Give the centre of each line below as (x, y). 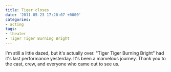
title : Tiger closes (27, 10)
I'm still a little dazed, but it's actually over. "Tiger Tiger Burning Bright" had (85, 53)
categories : (18, 19)
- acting (15, 24)
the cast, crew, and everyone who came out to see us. (62, 64)
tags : (11, 29)
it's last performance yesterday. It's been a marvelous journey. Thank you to (86, 58)
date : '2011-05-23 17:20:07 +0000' (43, 15)
